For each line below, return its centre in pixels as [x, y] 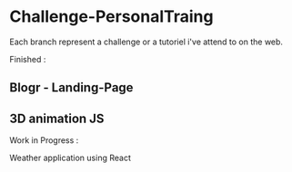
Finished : [28, 59]
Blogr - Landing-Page [71, 88]
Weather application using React [70, 158]
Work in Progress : [44, 140]
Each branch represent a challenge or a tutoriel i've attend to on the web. [146, 42]
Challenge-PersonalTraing [111, 17]
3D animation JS [57, 118]
